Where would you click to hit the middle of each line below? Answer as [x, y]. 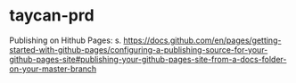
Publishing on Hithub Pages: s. [66, 40]
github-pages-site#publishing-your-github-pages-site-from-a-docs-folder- [148, 59]
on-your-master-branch [53, 69]
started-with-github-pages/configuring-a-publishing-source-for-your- [139, 49]
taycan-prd [52, 16]
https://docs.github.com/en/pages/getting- [202, 40]
